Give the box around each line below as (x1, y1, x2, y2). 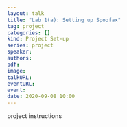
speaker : (7, 49, 32, 56)
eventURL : (7, 80, 36, 87)
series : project (7, 42, 54, 49)
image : (7, 67, 26, 74)
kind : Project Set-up (7, 36, 69, 43)
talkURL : (7, 73, 32, 81)
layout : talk (7, 10, 45, 17)
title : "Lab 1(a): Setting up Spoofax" (7, 16, 122, 23)
